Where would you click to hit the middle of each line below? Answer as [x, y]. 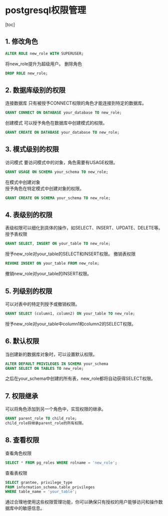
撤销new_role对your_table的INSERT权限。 [48, 274]
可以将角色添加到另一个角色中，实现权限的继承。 [55, 409]
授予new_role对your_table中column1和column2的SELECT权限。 [70, 324]
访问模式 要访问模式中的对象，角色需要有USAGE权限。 [61, 162]
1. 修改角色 [22, 41]
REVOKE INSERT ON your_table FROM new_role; [52, 264]
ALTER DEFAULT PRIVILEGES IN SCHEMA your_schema [57, 364]
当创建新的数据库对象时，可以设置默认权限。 [51, 354]
